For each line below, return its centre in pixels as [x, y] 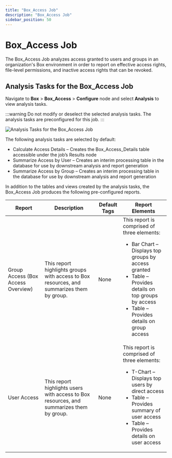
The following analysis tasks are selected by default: [61, 140]
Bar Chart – [145, 244]
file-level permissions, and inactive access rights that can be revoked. [79, 70]
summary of [146, 410]
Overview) [20, 289]
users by [142, 385]
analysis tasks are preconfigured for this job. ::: [55, 120]
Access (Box [23, 276]
